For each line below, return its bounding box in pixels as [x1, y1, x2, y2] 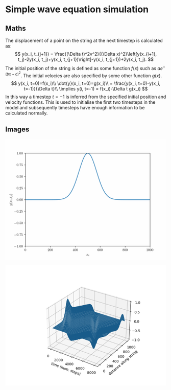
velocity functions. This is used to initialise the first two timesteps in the [5, 99, 156, 105]
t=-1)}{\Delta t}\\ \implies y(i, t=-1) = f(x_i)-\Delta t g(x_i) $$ [23, 86, 148, 92]
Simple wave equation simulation [5, 4, 149, 15]
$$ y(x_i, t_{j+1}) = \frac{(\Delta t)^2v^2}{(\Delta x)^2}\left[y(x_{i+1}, [14, 51, 157, 57]
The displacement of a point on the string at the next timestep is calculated [5, 37, 163, 43]
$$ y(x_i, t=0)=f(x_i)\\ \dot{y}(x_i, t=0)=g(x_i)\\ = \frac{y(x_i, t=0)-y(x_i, [11, 80, 161, 86]
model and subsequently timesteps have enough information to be [5, 105, 145, 111]
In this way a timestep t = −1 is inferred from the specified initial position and [5, 94, 166, 100]
